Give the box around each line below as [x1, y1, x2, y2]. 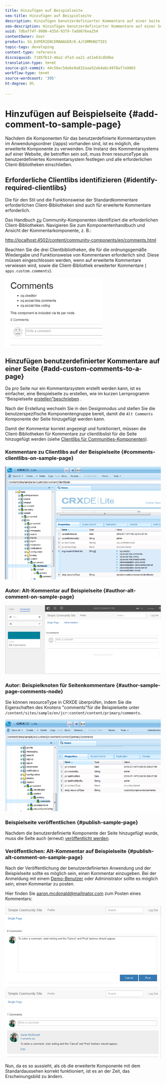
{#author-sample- [116, 681, 161, 688]
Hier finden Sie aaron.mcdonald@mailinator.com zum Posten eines [5, 890, 141, 896]
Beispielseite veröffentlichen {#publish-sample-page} [5, 819, 138, 826]
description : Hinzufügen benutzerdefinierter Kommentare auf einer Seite [5, 18, 161, 23]
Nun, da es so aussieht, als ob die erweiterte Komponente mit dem [5, 1063, 141, 1069]
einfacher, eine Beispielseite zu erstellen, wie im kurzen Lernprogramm [5, 391, 150, 397]
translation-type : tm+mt [5, 60, 56, 65]
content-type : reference [5, 50, 56, 54]
